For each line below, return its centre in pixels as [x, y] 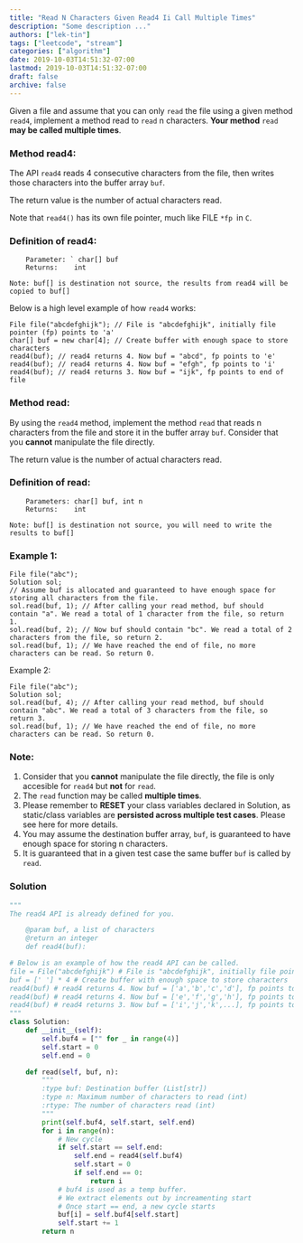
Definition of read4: [53, 240]
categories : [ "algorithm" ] [60, 52]
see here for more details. [70, 824]
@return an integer [62, 938]
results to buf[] [42, 533]
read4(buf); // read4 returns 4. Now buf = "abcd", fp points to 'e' [143, 357]
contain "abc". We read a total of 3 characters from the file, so [139, 711]
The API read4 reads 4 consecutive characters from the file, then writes [142, 173]
